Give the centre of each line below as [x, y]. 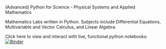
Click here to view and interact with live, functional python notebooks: [76, 37]
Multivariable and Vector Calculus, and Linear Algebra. [61, 27]
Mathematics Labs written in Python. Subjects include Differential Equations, [83, 22]
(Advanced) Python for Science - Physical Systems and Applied [70, 7]
